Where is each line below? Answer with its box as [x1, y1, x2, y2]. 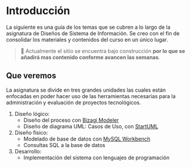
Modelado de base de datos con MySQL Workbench [23, 135, 151, 142]
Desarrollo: [14, 148, 42, 155]
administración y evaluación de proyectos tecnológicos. [6, 99, 141, 106]
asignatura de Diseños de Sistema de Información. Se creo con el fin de [6, 29, 180, 36]
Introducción [6, 4, 71, 18]
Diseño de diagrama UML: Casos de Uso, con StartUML [23, 122, 159, 130]
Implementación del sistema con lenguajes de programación [23, 154, 170, 161]
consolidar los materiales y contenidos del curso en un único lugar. [6, 36, 169, 43]
